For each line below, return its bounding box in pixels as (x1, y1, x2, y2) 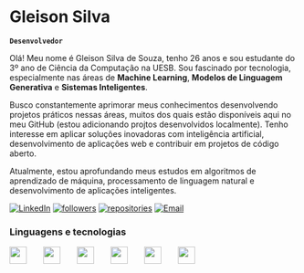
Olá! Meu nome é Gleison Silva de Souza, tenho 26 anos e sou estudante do (9, 52, 296, 63)
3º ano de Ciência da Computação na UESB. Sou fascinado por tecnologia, (9, 62, 292, 73)
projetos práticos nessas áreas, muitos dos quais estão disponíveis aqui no (9, 109, 292, 120)
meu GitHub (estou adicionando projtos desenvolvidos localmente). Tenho (9, 119, 289, 130)
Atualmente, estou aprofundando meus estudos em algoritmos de (9, 165, 257, 176)
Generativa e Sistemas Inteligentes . (9, 81, 148, 92)
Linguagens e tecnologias (9, 226, 127, 238)
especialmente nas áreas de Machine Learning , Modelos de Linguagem (9, 71, 283, 83)
